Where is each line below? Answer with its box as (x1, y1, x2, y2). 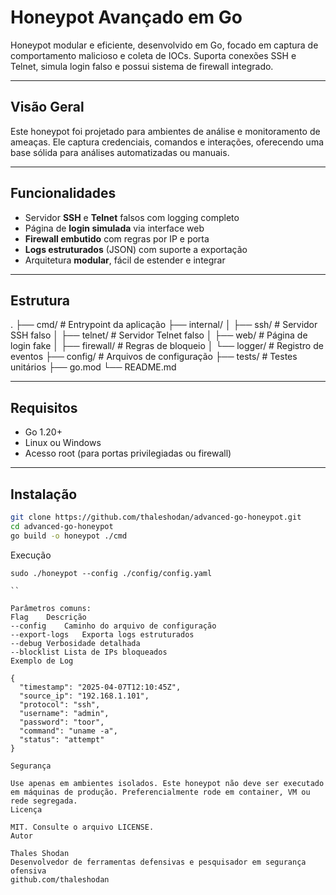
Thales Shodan (10, 848, 70, 858)
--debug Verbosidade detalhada (10, 638, 141, 648)
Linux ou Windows (24, 437, 102, 449)
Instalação (10, 486, 78, 503)
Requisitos (10, 399, 78, 416)
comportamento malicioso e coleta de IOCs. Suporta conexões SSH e (10, 49, 297, 61)
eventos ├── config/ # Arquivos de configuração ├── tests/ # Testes (10, 351, 298, 363)
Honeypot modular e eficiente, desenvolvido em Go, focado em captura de (10, 39, 319, 51)
